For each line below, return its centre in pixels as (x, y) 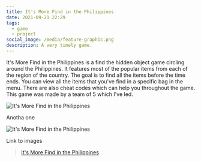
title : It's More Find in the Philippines (60, 12)
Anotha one (20, 117)
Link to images (24, 140)
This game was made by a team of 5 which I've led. (70, 94)
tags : (13, 23)
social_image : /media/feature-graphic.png (60, 40)
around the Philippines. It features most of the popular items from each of (97, 68)
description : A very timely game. (49, 46)
